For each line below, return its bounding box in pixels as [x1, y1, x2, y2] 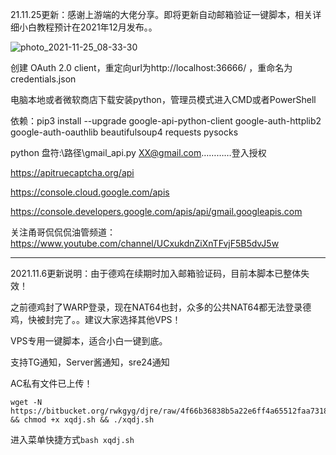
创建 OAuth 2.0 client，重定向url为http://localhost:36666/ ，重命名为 [10, 62, 293, 73]
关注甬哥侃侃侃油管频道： [10, 226, 116, 238]
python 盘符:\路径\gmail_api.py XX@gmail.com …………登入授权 [10, 147, 267, 158]
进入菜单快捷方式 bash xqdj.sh [10, 434, 135, 445]
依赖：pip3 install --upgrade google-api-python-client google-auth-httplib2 [10, 115, 322, 127]
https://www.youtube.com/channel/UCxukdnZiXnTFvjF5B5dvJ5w [10, 238, 280, 249]
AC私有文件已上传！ [10, 378, 93, 389]
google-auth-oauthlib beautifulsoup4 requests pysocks [10, 126, 239, 138]
